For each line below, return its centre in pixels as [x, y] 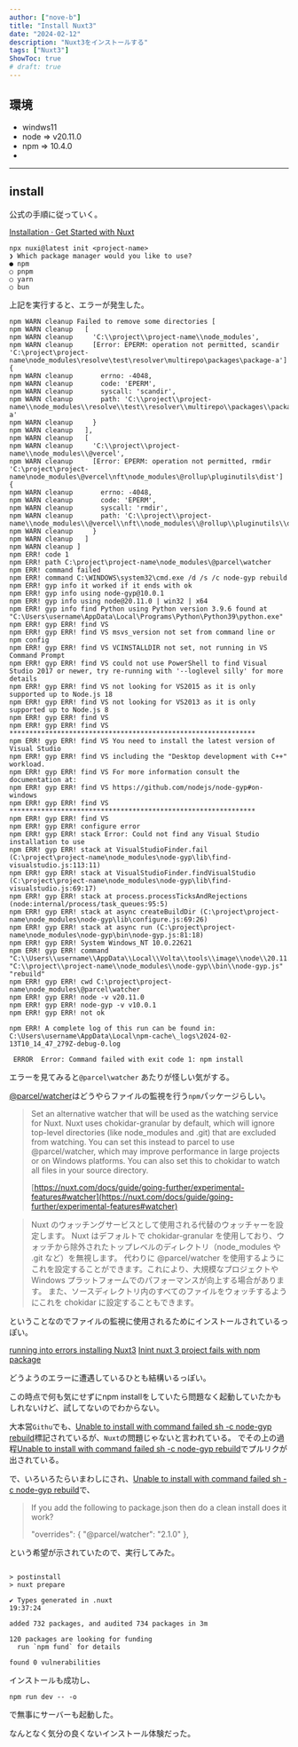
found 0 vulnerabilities [55, 1662]
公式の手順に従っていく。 [56, 214]
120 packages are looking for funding [81, 1639]
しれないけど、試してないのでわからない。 [86, 1407]
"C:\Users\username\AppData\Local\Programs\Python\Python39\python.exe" [146, 617]
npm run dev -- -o [43, 1696]
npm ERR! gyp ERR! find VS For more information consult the [125, 772]
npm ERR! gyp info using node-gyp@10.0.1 [87, 593]
